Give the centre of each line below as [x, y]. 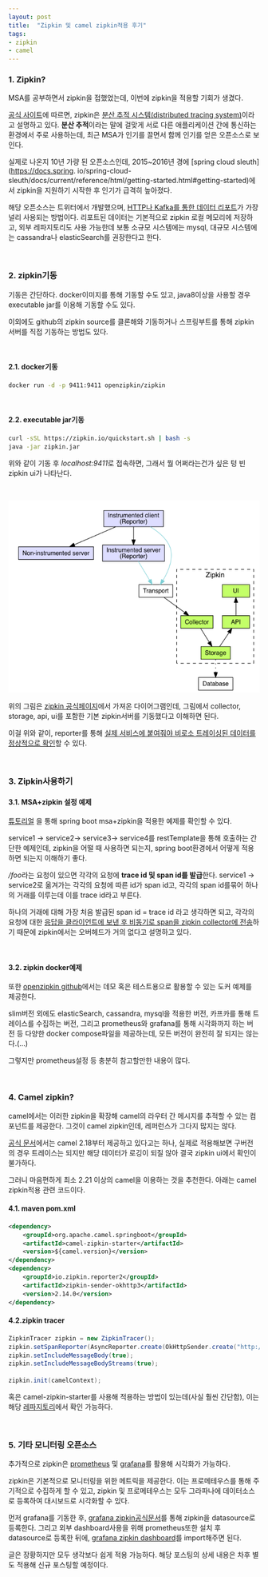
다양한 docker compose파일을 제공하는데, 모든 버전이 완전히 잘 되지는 [135, 1034]
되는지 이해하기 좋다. [55, 858]
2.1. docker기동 [33, 367]
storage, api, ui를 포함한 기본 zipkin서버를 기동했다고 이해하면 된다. [114, 717]
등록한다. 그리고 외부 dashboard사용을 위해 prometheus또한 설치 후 [115, 1528]
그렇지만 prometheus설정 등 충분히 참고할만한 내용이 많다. [99, 1060]
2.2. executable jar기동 [47, 420]
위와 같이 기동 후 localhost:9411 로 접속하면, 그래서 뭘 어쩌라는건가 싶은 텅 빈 [127, 463]
